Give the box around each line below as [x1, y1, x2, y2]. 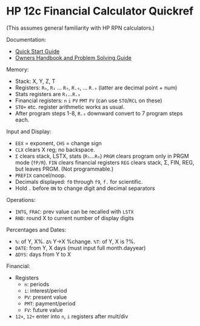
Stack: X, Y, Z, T [15, 77, 56, 85]
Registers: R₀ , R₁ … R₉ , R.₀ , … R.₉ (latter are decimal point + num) [15, 83, 178, 91]
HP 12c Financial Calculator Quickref [6, 4, 194, 18]
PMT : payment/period [24, 299, 76, 307]
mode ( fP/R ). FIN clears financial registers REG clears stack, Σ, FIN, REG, [15, 158, 195, 166]
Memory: [6, 65, 29, 73]
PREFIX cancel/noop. [15, 171, 67, 179]
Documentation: [6, 36, 47, 43]
